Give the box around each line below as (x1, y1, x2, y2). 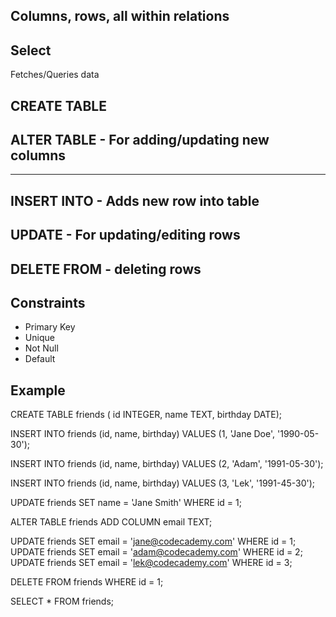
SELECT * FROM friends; (10, 595, 115, 608)
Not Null (24, 342, 59, 354)
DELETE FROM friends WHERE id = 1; (10, 576, 164, 588)
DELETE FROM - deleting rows (10, 260, 202, 278)
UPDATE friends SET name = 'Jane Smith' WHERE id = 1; (10, 497, 242, 509)
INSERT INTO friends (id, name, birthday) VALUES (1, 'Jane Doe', (10, 428, 276, 440)
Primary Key (24, 321, 76, 333)
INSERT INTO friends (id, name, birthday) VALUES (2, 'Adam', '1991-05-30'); (10, 458, 324, 470)
